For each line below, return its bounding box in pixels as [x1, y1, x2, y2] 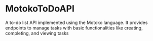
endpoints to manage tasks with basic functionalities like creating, [5, 24, 143, 30]
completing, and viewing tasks [5, 30, 69, 36]
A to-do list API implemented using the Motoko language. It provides [5, 19, 148, 25]
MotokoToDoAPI [5, 3, 75, 14]
